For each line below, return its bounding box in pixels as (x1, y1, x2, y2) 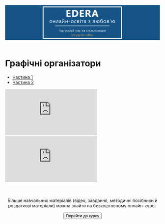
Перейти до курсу (65, 213, 100, 218)
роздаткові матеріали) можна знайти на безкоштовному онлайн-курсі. (8, 202, 157, 208)
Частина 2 (12, 79, 34, 85)
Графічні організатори (5, 57, 101, 69)
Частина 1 (12, 74, 33, 80)
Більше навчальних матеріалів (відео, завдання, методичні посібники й (7, 197, 158, 203)
